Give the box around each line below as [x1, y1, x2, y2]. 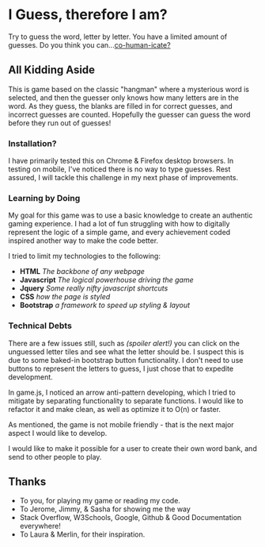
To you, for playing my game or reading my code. [19, 496, 180, 506]
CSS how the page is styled [19, 292, 111, 302]
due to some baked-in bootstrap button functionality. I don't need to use [8, 355, 244, 364]
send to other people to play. [8, 452, 102, 461]
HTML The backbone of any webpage [19, 267, 145, 276]
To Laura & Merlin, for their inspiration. [19, 530, 146, 539]
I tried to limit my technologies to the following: [8, 252, 161, 261]
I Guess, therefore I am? [8, 6, 168, 24]
